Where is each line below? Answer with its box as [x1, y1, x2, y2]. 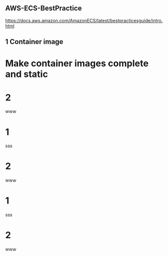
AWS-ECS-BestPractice [5, 4, 82, 13]
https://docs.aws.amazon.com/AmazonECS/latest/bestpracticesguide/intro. [5, 17, 163, 23]
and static [5, 68, 48, 80]
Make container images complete [5, 58, 149, 69]
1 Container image [5, 37, 64, 46]
